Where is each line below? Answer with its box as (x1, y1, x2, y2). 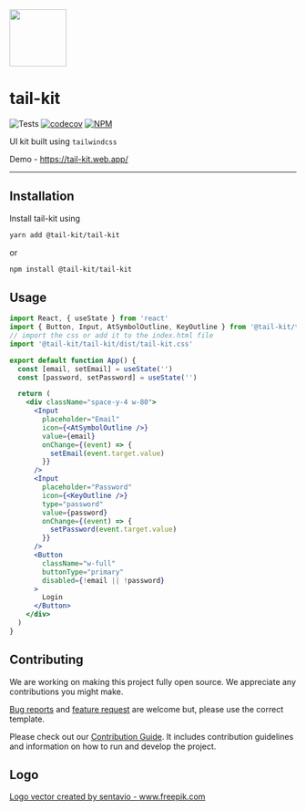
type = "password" (42, 499, 104, 509)
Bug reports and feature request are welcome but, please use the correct (9, 703, 284, 714)
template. (9, 713, 46, 724)
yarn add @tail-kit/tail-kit (9, 230, 120, 240)
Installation (9, 189, 75, 204)
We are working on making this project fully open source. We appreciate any (9, 676, 297, 687)
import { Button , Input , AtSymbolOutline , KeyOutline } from (9, 323, 247, 332)
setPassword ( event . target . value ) (49, 525, 178, 535)
